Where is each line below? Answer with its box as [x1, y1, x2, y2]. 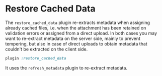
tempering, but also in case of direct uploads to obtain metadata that [5, 40, 147, 46]
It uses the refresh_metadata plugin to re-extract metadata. [5, 64, 127, 70]
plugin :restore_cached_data [5, 55, 66, 60]
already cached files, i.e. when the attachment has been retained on [5, 24, 146, 30]
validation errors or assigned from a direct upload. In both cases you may [5, 30, 157, 36]
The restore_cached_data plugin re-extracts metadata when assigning [5, 19, 150, 25]
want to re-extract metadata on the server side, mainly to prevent [5, 35, 141, 41]
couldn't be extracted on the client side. [5, 46, 88, 52]
